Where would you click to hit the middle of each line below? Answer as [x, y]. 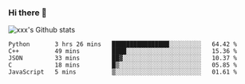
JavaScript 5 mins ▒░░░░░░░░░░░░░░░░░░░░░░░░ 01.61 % [123, 72]
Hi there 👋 [28, 13]
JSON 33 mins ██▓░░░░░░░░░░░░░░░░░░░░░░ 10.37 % [123, 59]
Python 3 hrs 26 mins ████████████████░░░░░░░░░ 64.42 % [123, 44]
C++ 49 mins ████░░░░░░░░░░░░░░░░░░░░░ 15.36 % [123, 52]
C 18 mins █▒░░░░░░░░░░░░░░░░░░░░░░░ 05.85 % [123, 65]
